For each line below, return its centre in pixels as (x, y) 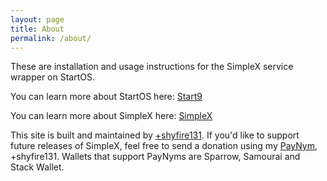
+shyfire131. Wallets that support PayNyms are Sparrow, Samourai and (155, 157)
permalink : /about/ (51, 38)
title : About (37, 29)
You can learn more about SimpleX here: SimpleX (111, 116)
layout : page (37, 19)
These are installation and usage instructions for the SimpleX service (152, 67)
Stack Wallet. (37, 167)
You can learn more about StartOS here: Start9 (106, 97)
